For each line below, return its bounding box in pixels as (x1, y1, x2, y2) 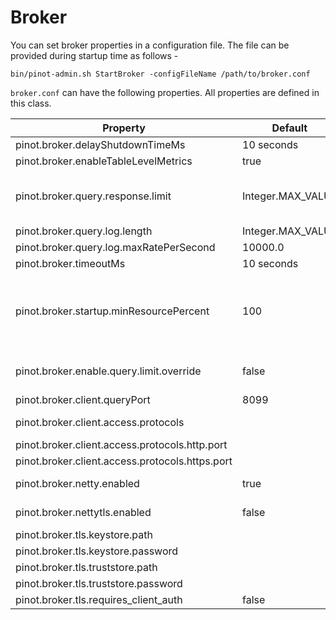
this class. (10, 97, 52, 109)
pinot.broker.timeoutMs (15, 256, 126, 270)
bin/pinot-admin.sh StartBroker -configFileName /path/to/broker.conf (10, 69, 311, 79)
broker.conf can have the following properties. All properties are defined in (10, 86, 320, 98)
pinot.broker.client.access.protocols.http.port (15, 437, 228, 451)
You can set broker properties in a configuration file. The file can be (10, 39, 290, 51)
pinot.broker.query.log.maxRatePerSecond (15, 240, 216, 254)
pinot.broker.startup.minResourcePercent (15, 304, 210, 318)
